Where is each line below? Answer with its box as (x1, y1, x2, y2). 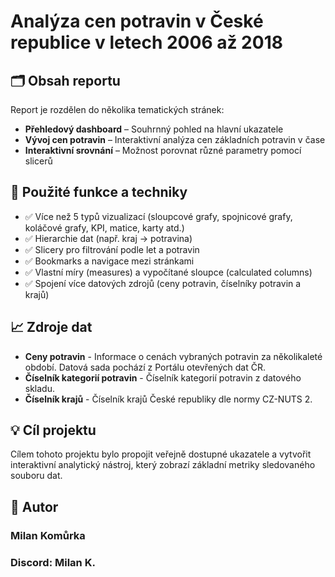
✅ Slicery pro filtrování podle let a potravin (24, 243, 200, 255)
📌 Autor (10, 498, 59, 515)
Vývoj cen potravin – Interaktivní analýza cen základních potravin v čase (24, 134, 326, 145)
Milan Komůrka (10, 528, 86, 542)
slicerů (24, 155, 53, 167)
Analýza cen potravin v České (10, 10, 264, 33)
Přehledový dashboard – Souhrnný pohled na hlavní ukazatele (24, 123, 284, 135)
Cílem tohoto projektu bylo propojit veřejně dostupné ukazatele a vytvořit (10, 448, 312, 460)
